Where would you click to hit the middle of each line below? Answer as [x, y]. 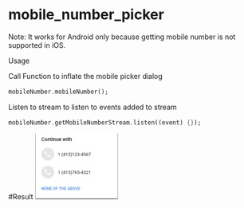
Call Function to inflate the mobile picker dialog [86, 76]
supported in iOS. [37, 45]
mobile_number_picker [87, 15]
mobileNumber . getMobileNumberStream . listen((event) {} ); [105, 122]
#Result [21, 196]
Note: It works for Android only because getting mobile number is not [122, 37]
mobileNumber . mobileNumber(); [59, 92]
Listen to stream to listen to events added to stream [92, 107]
